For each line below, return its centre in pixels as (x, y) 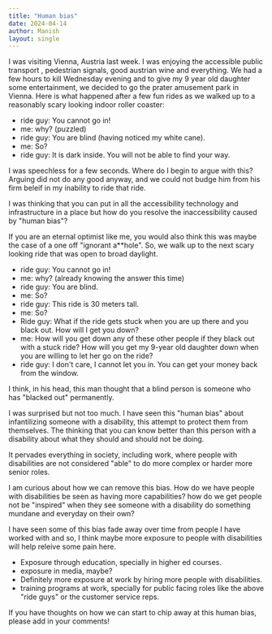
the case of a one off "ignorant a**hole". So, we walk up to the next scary (131, 245)
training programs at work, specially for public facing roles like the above (142, 589)
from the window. (49, 373)
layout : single (34, 39)
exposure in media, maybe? (66, 571)
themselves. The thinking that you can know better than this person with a (132, 430)
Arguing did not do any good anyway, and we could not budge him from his (134, 179)
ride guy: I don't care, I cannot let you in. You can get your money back (139, 364)
